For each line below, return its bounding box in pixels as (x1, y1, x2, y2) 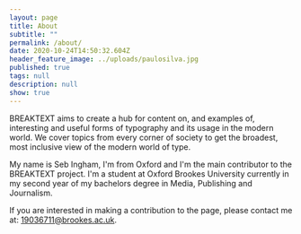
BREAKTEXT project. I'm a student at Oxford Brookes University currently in (9, 168, 289, 179)
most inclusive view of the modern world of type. (9, 141, 191, 152)
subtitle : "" (9, 30, 58, 39)
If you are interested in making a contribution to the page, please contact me (9, 204, 293, 215)
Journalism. (9, 187, 53, 198)
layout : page (9, 13, 58, 22)
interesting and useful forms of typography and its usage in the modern (9, 122, 274, 133)
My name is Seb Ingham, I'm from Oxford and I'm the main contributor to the (9, 159, 292, 169)
